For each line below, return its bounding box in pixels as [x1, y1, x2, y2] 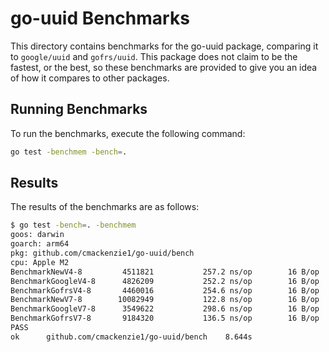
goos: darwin [10, 230, 65, 240]
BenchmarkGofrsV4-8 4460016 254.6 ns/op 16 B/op [10, 285, 320, 296]
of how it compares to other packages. [10, 72, 170, 84]
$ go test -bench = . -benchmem [10, 220, 137, 231]
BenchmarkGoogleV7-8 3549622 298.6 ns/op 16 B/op [10, 304, 320, 314]
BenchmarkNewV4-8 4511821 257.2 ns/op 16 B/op [10, 267, 320, 277]
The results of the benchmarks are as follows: [10, 201, 200, 213]
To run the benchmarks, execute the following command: [10, 127, 246, 139]
